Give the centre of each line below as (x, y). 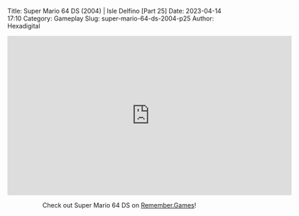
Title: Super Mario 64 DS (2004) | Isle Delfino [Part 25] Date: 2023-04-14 (114, 11)
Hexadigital (24, 26)
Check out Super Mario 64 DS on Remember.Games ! (119, 205)
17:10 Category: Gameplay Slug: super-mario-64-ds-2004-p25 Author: (111, 18)
